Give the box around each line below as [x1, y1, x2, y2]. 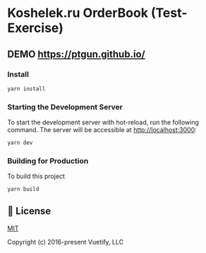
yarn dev [7, 139, 33, 146]
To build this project [7, 172, 66, 181]
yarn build [7, 186, 40, 193]
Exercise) [7, 20, 63, 36]
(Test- [150, 5, 188, 21]
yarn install [7, 85, 46, 93]
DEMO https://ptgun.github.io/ [7, 48, 146, 60]
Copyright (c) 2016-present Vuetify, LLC [7, 237, 124, 246]
